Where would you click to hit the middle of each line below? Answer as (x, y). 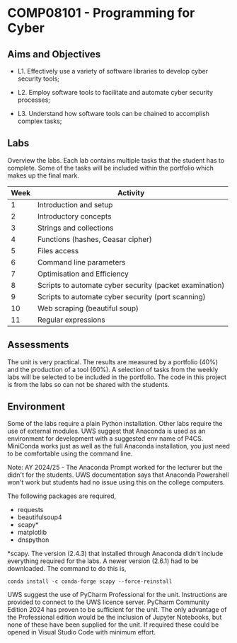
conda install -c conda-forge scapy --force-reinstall (90, 581)
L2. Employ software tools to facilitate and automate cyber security (115, 92)
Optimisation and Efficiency (83, 274)
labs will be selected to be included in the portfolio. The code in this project (117, 377)
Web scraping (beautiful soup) (88, 308)
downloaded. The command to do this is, (67, 569)
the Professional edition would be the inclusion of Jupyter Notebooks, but (115, 618)
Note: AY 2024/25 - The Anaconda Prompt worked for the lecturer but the (115, 468)
